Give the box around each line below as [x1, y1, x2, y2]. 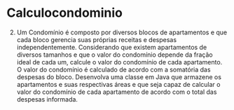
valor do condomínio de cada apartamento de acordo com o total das [16, 88, 217, 96]
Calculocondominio [6, 5, 123, 21]
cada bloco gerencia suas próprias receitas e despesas [16, 35, 177, 43]
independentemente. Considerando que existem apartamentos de [16, 43, 207, 51]
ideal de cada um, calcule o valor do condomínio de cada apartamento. [16, 57, 223, 66]
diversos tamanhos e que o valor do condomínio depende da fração [16, 50, 213, 59]
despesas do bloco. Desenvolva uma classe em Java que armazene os [16, 72, 222, 81]
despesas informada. [16, 95, 78, 103]
